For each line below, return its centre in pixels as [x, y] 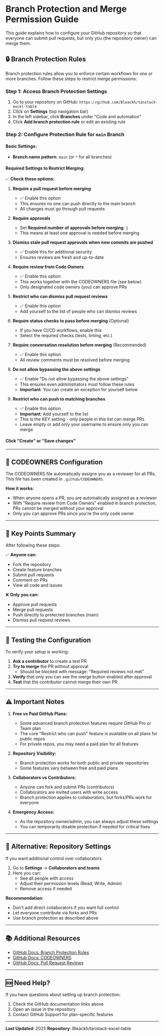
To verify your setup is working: [37, 652]
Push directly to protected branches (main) [55, 615]
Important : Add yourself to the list [54, 414]
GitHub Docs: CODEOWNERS [42, 958]
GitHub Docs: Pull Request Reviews [48, 963]
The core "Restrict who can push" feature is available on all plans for [89, 733]
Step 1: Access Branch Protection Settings [56, 91]
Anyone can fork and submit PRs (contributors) [67, 787]
